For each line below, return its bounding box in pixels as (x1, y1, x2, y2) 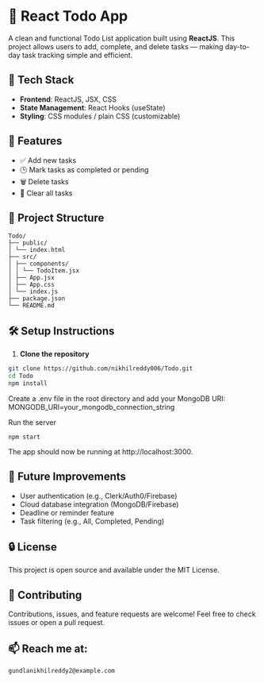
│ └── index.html (8, 246, 66, 254)
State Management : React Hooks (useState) (19, 102, 166, 112)
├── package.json (8, 295, 66, 303)
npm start (8, 433, 41, 441)
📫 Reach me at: (8, 642, 88, 655)
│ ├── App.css (8, 281, 55, 289)
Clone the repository (19, 349, 90, 359)
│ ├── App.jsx (8, 274, 55, 282)
